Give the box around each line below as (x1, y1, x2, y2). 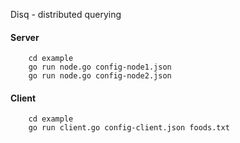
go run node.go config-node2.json (28, 71, 172, 81)
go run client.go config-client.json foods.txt (28, 123, 230, 133)
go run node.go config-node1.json (28, 62, 172, 73)
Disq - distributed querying (10, 9, 122, 20)
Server (10, 31, 40, 43)
